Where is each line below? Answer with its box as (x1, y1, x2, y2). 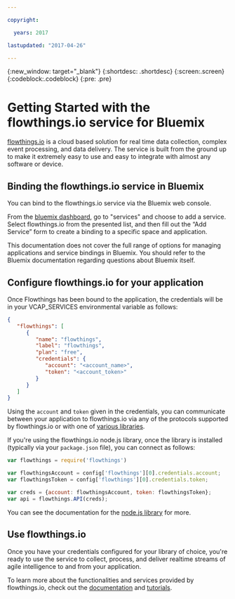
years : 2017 (13, 29, 49, 36)
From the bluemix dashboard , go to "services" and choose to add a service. (7, 212, 227, 221)
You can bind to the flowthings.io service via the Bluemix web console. (7, 199, 212, 207)
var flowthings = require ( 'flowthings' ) (7, 457, 128, 464)
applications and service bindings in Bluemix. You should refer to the (7, 249, 206, 257)
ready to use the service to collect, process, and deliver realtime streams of (7, 555, 226, 563)
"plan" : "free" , (35, 349, 83, 356)
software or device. (7, 160, 64, 169)
